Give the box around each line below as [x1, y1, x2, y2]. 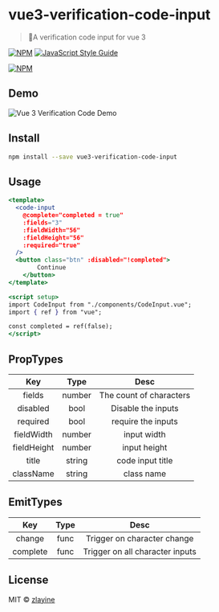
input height [122, 442, 168, 453]
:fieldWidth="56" [22, 226, 81, 234]
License [8, 573, 49, 587]
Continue [37, 264, 67, 272]
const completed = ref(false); [8, 322, 113, 331]
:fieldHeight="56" [22, 233, 84, 242]
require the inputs [111, 416, 178, 427]
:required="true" [22, 241, 81, 249]
